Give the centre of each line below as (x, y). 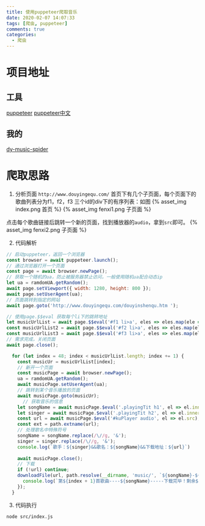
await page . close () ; (33, 345)
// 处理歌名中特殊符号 (42, 430)
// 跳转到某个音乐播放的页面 (49, 390)
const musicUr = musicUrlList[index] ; (67, 361)
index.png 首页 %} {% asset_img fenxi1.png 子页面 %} (83, 209)
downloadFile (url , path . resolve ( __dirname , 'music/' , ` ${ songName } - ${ (109, 476)
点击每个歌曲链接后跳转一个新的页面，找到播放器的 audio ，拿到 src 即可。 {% (102, 222)
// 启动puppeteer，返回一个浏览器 (45, 254)
